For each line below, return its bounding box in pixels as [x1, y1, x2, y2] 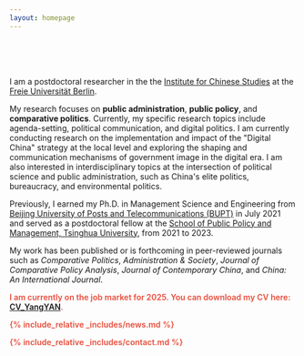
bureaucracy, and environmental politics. [9, 180, 162, 191]
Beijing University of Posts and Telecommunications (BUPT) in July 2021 [9, 208, 281, 219]
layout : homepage [9, 13, 76, 23]
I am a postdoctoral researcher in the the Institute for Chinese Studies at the [9, 76, 294, 86]
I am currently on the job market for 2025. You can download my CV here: [9, 291, 291, 302]
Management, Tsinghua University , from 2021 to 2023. [9, 227, 214, 238]
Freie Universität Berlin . [9, 86, 97, 97]
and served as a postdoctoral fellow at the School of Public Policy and [9, 218, 272, 229]
